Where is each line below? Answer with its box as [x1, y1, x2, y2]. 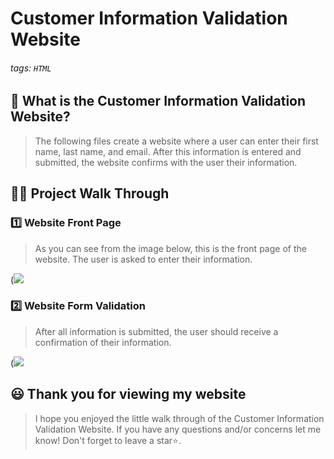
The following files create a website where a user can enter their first [34, 135, 319, 147]
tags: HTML [10, 62, 52, 74]
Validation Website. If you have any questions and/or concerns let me [34, 423, 322, 435]
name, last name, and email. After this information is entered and [34, 145, 302, 157]
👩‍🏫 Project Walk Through [10, 185, 170, 202]
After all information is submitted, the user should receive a [34, 325, 279, 337]
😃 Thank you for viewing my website [10, 386, 247, 403]
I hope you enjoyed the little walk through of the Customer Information [34, 412, 325, 424]
